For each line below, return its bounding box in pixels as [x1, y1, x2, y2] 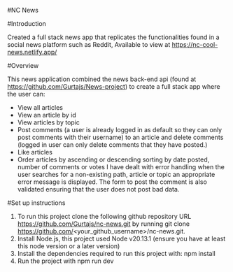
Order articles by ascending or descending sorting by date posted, [17, 155, 210, 164]
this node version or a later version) [17, 242, 120, 250]
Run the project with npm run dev [17, 257, 114, 265]
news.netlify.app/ [7, 48, 57, 56]
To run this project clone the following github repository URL [17, 213, 192, 220]
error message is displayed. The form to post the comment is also [17, 178, 208, 186]
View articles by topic [17, 118, 80, 127]
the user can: [7, 90, 45, 98]
